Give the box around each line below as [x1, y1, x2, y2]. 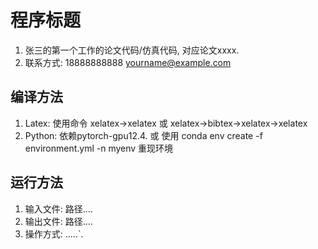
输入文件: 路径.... [24, 202, 93, 215]
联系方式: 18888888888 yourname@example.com [24, 56, 232, 68]
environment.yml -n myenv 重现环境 [24, 142, 174, 154]
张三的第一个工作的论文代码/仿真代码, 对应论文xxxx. [24, 44, 240, 56]
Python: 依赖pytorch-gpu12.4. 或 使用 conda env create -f [24, 129, 263, 141]
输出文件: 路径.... [24, 215, 93, 227]
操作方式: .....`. [24, 227, 84, 240]
